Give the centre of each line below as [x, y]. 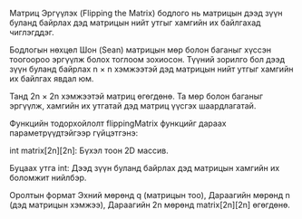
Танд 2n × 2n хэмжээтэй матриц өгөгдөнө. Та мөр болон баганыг [136, 96]
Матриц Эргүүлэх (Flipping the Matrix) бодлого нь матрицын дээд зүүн [146, 13]
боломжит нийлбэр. [48, 177]
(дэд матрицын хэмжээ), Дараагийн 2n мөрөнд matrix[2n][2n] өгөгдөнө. [150, 205]
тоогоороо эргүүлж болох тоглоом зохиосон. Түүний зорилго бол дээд [147, 59]
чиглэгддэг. [32, 32]
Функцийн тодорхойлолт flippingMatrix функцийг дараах [118, 123]
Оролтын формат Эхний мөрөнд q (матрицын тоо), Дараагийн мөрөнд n [150, 195]
